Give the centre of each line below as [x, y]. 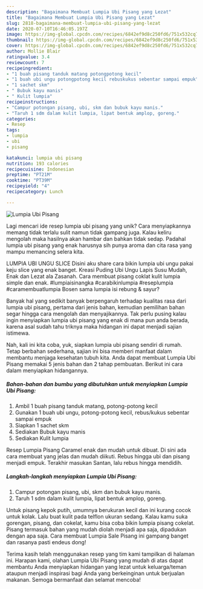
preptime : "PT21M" [29, 175]
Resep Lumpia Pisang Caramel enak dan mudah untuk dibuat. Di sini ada [96, 450]
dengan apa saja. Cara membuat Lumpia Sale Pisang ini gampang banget [97, 536]
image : [14, 35]
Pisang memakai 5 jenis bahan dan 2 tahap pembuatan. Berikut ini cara [95, 364]
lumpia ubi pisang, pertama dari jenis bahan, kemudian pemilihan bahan [95, 307]
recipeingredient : [29, 68]
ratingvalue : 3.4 [28, 57]
